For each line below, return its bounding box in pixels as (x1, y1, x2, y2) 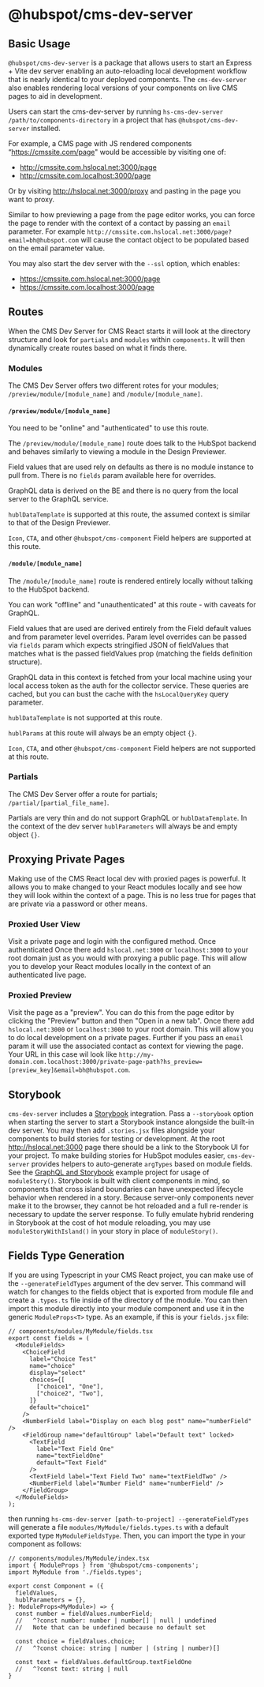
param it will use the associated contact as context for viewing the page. (8, 1041, 244, 1051)
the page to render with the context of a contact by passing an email (8, 219, 231, 227)
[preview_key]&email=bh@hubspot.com (8, 1066, 128, 1075)
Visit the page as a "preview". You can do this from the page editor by (8, 1008, 235, 1017)
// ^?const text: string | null (15, 1665, 128, 1673)
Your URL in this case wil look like (8, 1050, 117, 1059)
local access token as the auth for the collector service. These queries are (8, 681, 249, 690)
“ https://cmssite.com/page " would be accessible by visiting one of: (8, 148, 227, 156)
